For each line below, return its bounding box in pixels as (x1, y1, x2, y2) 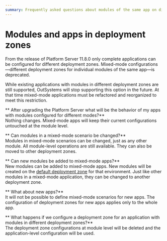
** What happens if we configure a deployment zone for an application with (5, 214, 160, 220)
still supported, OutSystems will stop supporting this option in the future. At (5, 87, 159, 93)
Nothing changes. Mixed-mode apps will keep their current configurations (5, 118, 157, 123)
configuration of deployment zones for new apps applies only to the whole (5, 199, 158, 205)
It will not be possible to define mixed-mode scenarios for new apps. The (5, 194, 155, 200)
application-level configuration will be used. (5, 230, 95, 236)
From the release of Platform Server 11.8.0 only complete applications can (5, 56, 156, 62)
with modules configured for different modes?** (5, 112, 105, 118)
